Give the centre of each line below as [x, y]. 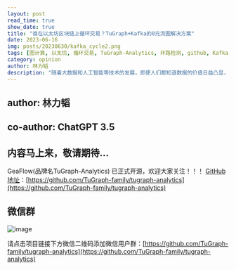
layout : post [26, 14]
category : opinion [34, 60]
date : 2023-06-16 [33, 40]
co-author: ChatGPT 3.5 [61, 127]
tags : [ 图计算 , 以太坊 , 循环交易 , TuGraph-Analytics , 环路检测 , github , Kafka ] [119, 53]
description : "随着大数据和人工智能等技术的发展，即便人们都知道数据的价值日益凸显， [118, 72]
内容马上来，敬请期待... [58, 153]
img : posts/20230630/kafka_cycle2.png [64, 46]
